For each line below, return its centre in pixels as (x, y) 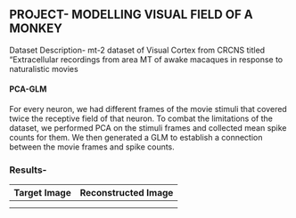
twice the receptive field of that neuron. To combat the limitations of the (141, 118)
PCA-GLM (28, 89)
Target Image (42, 193)
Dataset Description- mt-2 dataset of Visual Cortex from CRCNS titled (137, 50)
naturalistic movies (44, 69)
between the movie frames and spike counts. (92, 147)
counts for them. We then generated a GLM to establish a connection (136, 138)
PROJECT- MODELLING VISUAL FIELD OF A (131, 15)
